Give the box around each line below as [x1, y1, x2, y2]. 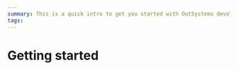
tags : [7, 17, 23, 24]
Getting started [7, 47, 99, 64]
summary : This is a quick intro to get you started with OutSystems [7, 10, 214, 18]
